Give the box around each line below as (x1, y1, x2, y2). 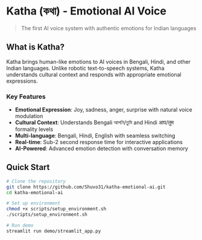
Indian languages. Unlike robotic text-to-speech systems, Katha (6, 65, 165, 72)
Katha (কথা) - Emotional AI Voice (6, 4, 167, 18)
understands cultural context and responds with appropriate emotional (6, 71, 182, 78)
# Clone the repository (6, 178, 66, 185)
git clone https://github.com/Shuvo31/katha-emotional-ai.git (6, 184, 166, 190)
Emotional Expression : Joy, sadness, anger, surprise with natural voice (14, 106, 193, 113)
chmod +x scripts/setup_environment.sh (6, 206, 107, 212)
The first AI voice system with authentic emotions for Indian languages (21, 24, 197, 31)
